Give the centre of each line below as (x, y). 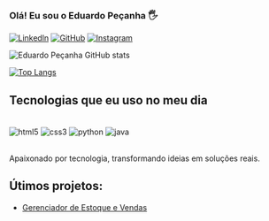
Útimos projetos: (56, 186)
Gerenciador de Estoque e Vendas (85, 207)
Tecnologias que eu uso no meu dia (108, 100)
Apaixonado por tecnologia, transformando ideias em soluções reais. (135, 158)
